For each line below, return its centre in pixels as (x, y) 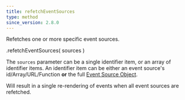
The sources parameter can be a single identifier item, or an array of (89, 62)
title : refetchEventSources (41, 11)
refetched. (19, 92)
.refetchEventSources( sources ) (45, 51)
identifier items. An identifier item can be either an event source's (85, 68)
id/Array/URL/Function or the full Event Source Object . (72, 75)
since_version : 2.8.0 (33, 22)
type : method (22, 17)
